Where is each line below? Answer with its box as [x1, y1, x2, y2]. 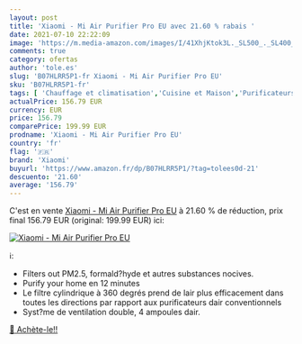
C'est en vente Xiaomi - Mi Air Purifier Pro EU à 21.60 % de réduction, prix [9, 205, 283, 216]
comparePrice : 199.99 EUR [9, 122, 106, 131]
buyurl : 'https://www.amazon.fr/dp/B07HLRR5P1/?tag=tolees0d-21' [9, 164, 259, 173]
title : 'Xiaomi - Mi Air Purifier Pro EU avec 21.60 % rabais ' [9, 22, 255, 31]
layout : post [9, 13, 58, 23]
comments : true [9, 47, 67, 56]
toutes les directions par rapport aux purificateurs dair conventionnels [22, 297, 282, 308]
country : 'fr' [9, 139, 63, 148]
